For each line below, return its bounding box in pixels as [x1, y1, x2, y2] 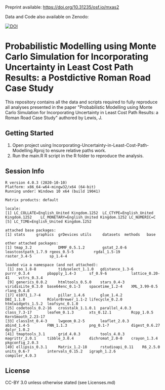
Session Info [5, 167, 44, 175]
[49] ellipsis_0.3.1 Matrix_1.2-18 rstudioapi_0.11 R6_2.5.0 [5, 345, 161, 349]
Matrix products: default [5, 197, 58, 202]
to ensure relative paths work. [45, 147, 106, 153]
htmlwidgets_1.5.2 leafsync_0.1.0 [5, 301, 79, 306]
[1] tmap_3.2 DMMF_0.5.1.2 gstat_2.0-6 [5, 245, 127, 250]
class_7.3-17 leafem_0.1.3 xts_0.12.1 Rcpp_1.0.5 [5, 310, 154, 315]
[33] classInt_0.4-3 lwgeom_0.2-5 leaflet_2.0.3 [5, 318, 129, 323]
